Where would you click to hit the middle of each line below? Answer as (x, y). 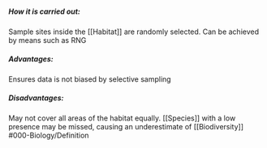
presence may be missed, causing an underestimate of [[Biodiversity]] (126, 126)
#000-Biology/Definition (49, 135)
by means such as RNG (47, 40)
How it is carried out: (45, 11)
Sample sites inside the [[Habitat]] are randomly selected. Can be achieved (134, 32)
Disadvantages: (36, 98)
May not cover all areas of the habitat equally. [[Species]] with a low (122, 118)
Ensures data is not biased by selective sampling (90, 79)
